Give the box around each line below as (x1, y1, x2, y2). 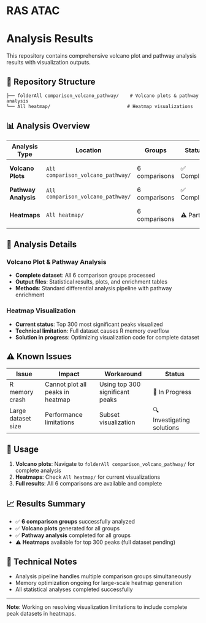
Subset (99, 411, 120, 419)
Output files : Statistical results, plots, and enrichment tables (15, 278, 167, 285)
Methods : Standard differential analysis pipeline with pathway (15, 285, 172, 292)
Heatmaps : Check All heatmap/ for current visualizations (15, 473, 161, 481)
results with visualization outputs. (6, 59, 91, 66)
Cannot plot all (45, 380, 87, 389)
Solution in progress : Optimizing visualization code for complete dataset (15, 333, 199, 341)
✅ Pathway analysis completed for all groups (15, 532, 131, 539)
